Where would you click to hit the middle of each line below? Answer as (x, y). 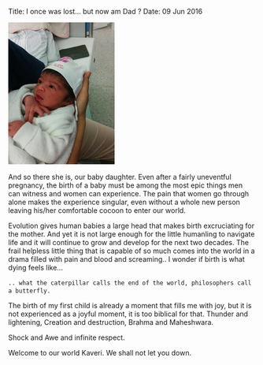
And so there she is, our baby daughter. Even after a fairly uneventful (120, 177)
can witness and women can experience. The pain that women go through (129, 194)
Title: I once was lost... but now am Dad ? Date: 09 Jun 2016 (106, 11)
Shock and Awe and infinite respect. (67, 337)
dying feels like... (35, 268)
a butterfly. (30, 291)
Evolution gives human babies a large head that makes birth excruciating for (131, 225)
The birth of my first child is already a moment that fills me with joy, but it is (130, 305)
